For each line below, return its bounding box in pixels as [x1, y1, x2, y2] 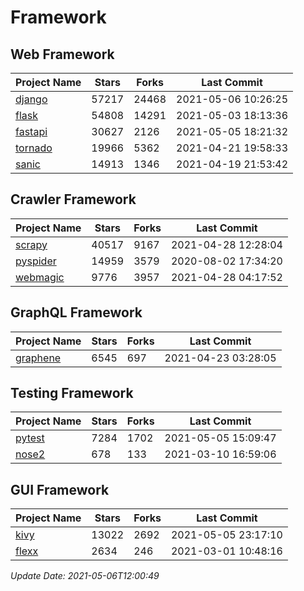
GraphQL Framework [10, 304, 143, 321]
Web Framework [10, 46, 115, 63]
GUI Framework [10, 481, 110, 498]
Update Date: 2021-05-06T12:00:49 [10, 570, 160, 582]
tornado [15, 141, 53, 155]
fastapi [15, 125, 48, 138]
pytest [15, 431, 45, 445]
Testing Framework [10, 385, 134, 402]
